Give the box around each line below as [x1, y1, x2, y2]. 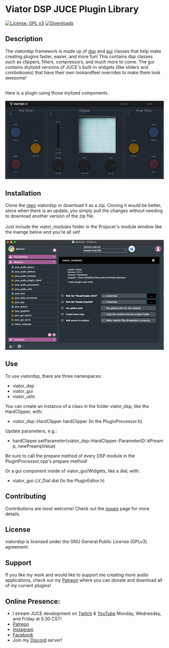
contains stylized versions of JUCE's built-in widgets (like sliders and [5, 64, 148, 70]
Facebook [12, 631, 34, 637]
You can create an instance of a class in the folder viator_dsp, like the [5, 403, 149, 409]
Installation [5, 189, 41, 197]
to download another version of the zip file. [5, 213, 95, 219]
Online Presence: [5, 597, 60, 606]
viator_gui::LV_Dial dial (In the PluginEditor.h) [12, 477, 105, 483]
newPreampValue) [18, 443, 56, 449]
